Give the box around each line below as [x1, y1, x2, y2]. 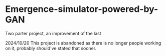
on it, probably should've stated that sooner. [5, 45, 97, 51]
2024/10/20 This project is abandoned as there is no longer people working [5, 40, 161, 46]
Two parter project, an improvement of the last [5, 30, 101, 36]
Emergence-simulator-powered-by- [5, 3, 158, 15]
